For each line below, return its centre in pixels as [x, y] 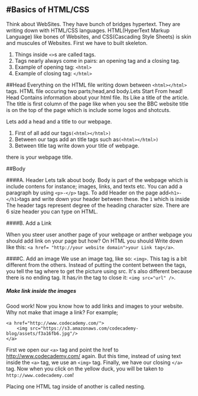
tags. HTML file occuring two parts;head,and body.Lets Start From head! [95, 91]
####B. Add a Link [29, 223]
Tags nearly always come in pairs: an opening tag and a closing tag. [97, 60]
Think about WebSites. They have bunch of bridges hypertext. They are [93, 24]
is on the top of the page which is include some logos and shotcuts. [88, 110]
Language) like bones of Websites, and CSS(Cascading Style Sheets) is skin [99, 36]
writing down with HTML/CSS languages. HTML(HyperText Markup [88, 30]
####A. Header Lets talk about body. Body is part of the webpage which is [97, 180]
